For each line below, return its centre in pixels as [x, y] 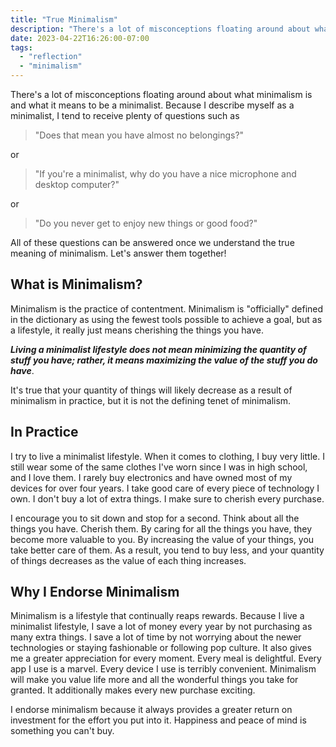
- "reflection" [51, 57]
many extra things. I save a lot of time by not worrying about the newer [156, 637]
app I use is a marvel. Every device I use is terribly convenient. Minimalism [163, 669]
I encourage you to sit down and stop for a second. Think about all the [155, 518]
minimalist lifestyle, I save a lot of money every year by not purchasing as [161, 627]
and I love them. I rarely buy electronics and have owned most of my [151, 477]
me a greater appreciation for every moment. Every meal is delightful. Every [166, 658]
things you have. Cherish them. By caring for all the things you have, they [161, 528]
